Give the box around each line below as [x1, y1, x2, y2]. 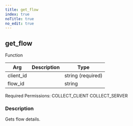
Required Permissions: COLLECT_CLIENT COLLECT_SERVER [5, 93, 128, 99]
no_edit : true [5, 21, 34, 26]
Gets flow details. [5, 116, 40, 122]
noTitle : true [5, 16, 34, 21]
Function [5, 52, 23, 58]
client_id [7, 72, 27, 79]
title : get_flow [5, 7, 38, 12]
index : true [5, 12, 30, 17]
